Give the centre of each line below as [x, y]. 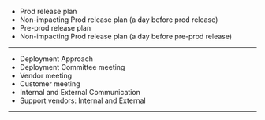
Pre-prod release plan [55, 28]
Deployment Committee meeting [72, 67]
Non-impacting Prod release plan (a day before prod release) [119, 20]
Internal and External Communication [80, 92]
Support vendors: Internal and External [82, 100]
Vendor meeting [46, 75]
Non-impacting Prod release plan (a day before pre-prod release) [126, 36]
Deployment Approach [56, 59]
